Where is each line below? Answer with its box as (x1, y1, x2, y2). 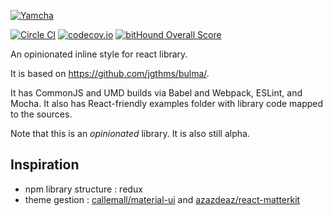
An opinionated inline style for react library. (10, 48, 188, 60)
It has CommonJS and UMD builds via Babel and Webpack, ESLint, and (10, 87, 303, 99)
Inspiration (10, 156, 80, 174)
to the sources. (10, 108, 73, 120)
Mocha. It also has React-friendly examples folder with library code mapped (10, 98, 324, 109)
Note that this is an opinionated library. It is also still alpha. (10, 128, 250, 139)
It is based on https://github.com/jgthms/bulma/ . (10, 68, 210, 79)
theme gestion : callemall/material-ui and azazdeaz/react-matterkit (24, 193, 301, 205)
